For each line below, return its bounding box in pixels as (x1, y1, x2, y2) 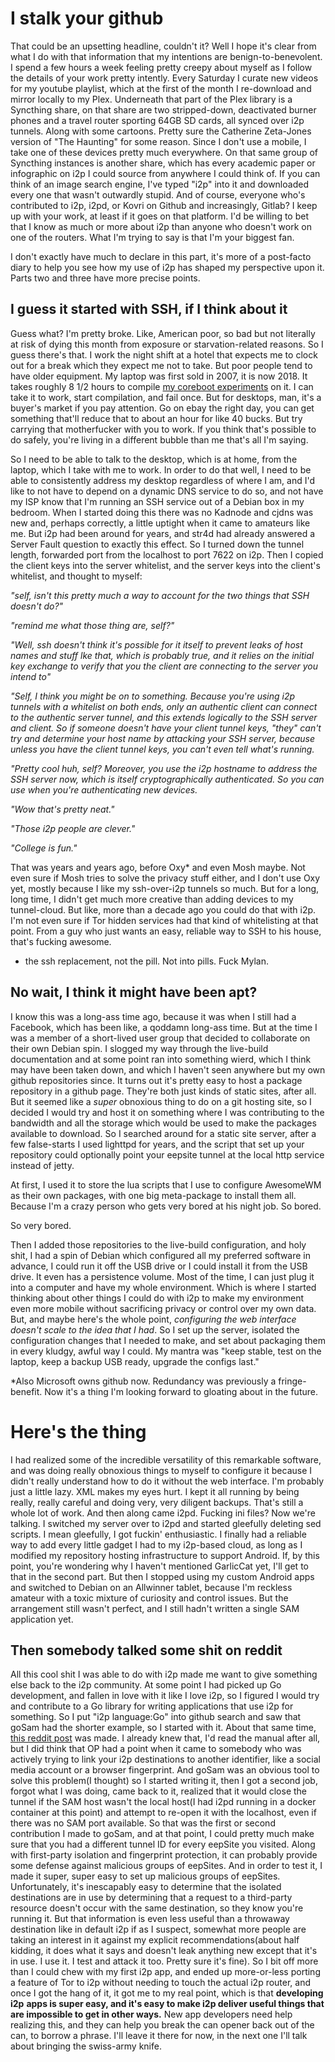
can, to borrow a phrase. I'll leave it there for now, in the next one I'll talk (10, 2030, 308, 2042)
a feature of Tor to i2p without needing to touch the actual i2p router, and (10, 1977, 312, 1989)
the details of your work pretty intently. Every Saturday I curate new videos (10, 72, 319, 84)
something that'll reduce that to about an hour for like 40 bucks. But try (10, 412, 303, 424)
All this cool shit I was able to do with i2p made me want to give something (10, 1668, 318, 1681)
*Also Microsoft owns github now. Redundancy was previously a (10, 1375, 277, 1387)
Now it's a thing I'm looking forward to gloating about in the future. (44, 1385, 318, 1397)
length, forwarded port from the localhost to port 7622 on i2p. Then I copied (10, 548, 324, 561)
